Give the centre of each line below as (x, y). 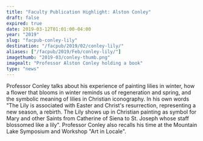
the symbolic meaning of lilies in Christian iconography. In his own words (98, 99)
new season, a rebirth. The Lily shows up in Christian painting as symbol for (101, 112)
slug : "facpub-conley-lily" (42, 40)
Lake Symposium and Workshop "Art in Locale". (66, 131)
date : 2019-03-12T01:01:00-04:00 (49, 29)
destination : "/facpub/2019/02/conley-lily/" (65, 46)
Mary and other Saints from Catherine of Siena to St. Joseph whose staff (98, 118)
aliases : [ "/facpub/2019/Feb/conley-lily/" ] (64, 52)
